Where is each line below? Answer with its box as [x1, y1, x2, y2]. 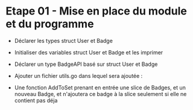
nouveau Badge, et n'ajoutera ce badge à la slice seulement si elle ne [14, 90, 187, 97]
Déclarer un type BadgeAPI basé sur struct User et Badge [14, 60, 158, 68]
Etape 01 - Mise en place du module [5, 4, 188, 18]
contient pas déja [14, 97, 58, 104]
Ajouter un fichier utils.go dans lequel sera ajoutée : [14, 72, 143, 79]
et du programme [5, 17, 94, 31]
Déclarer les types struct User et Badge [14, 37, 113, 44]
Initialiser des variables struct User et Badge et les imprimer [14, 48, 163, 56]
